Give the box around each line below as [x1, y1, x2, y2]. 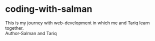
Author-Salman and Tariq [5, 30, 57, 36]
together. [5, 25, 24, 31]
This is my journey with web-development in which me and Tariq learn [5, 20, 150, 26]
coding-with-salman [5, 3, 92, 15]
